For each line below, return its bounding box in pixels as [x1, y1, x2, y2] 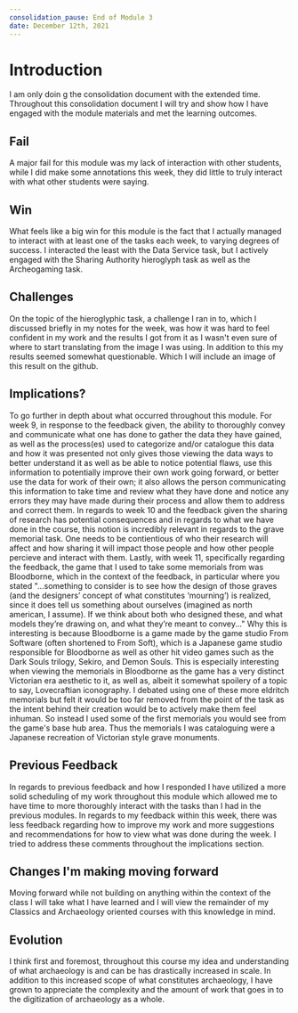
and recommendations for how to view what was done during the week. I [9, 829, 277, 839]
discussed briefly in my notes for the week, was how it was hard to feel [9, 323, 270, 333]
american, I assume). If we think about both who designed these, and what [9, 609, 283, 619]
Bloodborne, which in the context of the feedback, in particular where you [9, 571, 280, 582]
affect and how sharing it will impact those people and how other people [9, 543, 275, 553]
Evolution [9, 932, 63, 947]
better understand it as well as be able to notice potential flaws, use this [9, 457, 273, 468]
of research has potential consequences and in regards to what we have [9, 514, 274, 525]
